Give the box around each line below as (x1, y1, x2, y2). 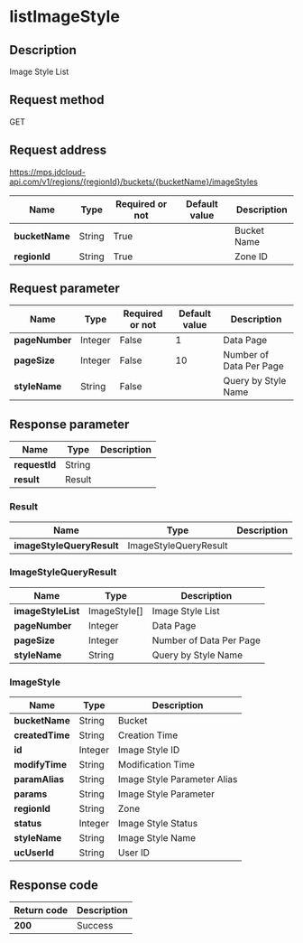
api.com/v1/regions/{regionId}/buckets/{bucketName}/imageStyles (9, 176, 259, 187)
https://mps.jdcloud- (9, 166, 86, 177)
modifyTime (14, 759, 68, 771)
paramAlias (14, 773, 65, 786)
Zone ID (234, 250, 269, 263)
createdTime (14, 729, 70, 742)
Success (76, 919, 114, 931)
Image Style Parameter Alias (117, 773, 238, 786)
